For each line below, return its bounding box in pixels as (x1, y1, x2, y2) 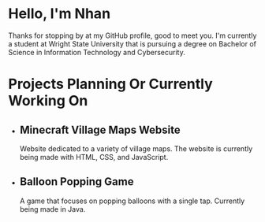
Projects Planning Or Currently (8, 76, 213, 93)
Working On (8, 92, 88, 110)
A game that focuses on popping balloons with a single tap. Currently (19, 196, 245, 205)
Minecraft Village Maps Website (19, 123, 181, 136)
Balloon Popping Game (19, 175, 134, 189)
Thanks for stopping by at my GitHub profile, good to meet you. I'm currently (8, 31, 257, 40)
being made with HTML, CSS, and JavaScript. (19, 152, 169, 161)
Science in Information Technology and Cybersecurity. (8, 47, 185, 57)
